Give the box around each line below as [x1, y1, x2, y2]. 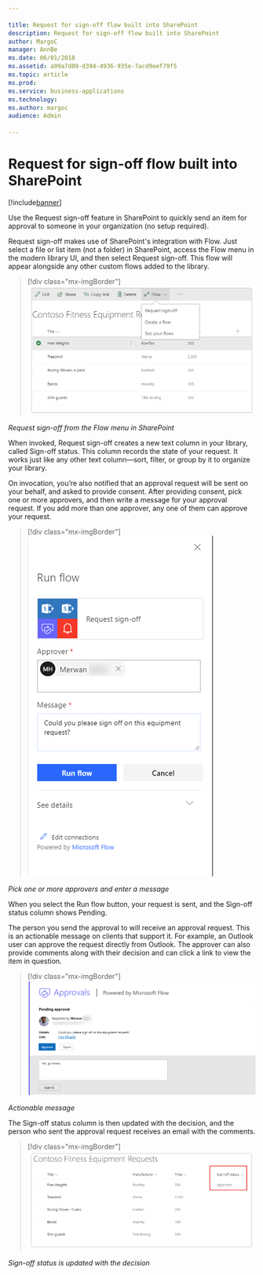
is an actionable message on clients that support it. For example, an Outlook [8, 931, 254, 941]
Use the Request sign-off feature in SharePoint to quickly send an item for [8, 213, 247, 222]
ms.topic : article [8, 71, 68, 79]
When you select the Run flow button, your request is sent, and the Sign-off [8, 900, 253, 909]
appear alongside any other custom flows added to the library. [8, 261, 210, 271]
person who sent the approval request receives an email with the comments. [8, 1127, 256, 1136]
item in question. [8, 956, 62, 966]
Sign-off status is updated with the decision [8, 1259, 151, 1268]
